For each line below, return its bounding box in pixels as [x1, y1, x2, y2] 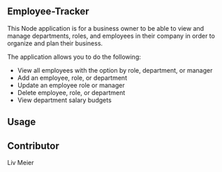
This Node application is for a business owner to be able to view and [7, 24, 205, 32]
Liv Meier [7, 159, 34, 167]
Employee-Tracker [7, 6, 89, 17]
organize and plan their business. [7, 38, 103, 48]
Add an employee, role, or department [17, 73, 128, 82]
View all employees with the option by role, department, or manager [17, 66, 213, 74]
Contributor [7, 140, 59, 152]
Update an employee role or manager [17, 80, 126, 89]
